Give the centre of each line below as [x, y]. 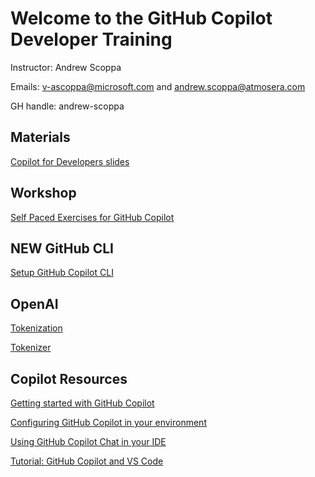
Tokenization [36, 328]
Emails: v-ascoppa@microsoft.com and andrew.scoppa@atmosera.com [158, 86]
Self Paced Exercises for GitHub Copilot [92, 217]
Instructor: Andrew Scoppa [66, 67]
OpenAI [34, 303]
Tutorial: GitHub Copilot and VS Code [87, 461]
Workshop [43, 193]
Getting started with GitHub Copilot [82, 403]
